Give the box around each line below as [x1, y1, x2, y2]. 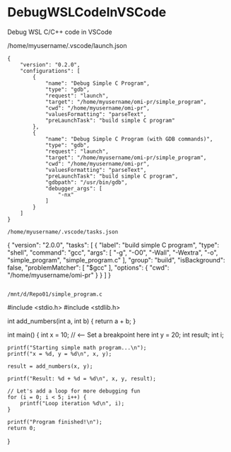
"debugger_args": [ [45, 185, 102, 192]
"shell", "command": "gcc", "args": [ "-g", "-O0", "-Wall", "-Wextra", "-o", [7, 248, 218, 257]
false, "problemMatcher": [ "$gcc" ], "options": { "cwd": [7, 263, 170, 272]
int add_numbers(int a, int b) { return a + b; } [7, 316, 136, 325]
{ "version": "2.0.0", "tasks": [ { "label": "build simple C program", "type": [7, 241, 220, 249]
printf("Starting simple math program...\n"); [7, 344, 147, 351]
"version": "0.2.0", [20, 61, 81, 68]
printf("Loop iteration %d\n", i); [20, 400, 125, 407]
